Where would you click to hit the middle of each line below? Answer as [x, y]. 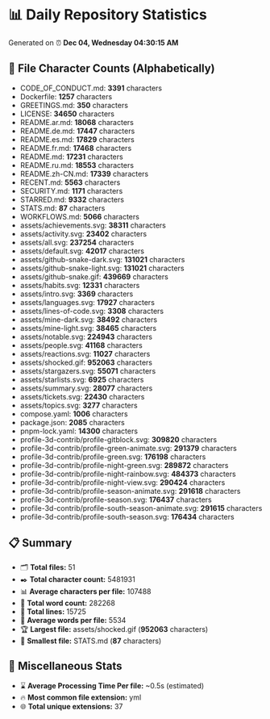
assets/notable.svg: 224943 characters [86, 337]
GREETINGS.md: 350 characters [74, 105]
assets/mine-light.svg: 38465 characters [88, 328]
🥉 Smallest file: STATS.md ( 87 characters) [91, 641]
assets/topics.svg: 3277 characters [79, 405]
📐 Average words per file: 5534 [73, 620]
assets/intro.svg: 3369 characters [77, 294]
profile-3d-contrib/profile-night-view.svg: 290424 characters [123, 482]
